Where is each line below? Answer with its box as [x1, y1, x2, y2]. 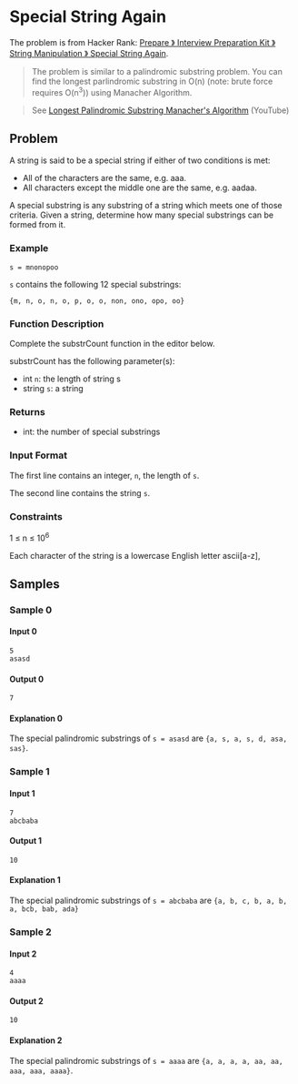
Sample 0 [9, 603, 53, 616]
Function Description [9, 317, 104, 329]
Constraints [9, 510, 64, 522]
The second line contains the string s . [9, 487, 151, 498]
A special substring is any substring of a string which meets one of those [9, 200, 283, 211]
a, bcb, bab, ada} [9, 905, 79, 914]
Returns [9, 405, 45, 418]
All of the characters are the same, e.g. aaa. [22, 173, 187, 184]
